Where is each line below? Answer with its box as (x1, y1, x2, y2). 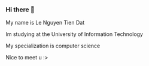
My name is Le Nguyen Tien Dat (5, 19, 85, 26)
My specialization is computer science (5, 42, 101, 50)
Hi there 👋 (5, 5, 35, 14)
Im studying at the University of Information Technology (5, 31, 143, 38)
